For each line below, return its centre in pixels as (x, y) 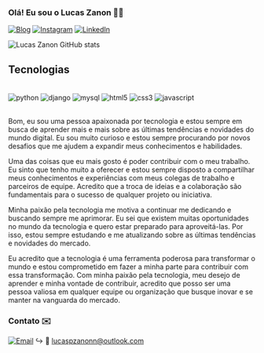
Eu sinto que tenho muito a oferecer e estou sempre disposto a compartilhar (132, 169)
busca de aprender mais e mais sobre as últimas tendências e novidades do (131, 129)
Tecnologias (39, 69)
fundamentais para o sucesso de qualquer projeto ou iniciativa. (110, 195)
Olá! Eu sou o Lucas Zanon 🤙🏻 (66, 13)
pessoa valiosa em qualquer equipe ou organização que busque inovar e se (131, 291)
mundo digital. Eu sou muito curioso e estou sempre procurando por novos (129, 137)
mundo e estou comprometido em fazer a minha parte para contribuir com (128, 267)
